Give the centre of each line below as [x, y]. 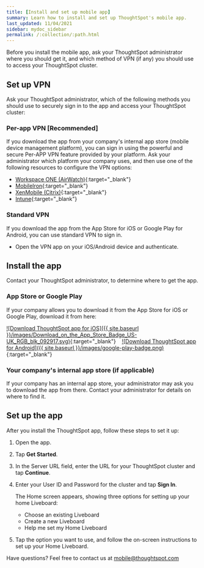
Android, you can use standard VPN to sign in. [64, 235]
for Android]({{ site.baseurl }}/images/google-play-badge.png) [85, 347]
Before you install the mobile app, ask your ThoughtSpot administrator [95, 52]
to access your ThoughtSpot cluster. [52, 66]
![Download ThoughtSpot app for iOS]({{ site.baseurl [73, 328]
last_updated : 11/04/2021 [39, 23]
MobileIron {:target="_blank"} [52, 186]
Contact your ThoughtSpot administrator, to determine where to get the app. [102, 281]
